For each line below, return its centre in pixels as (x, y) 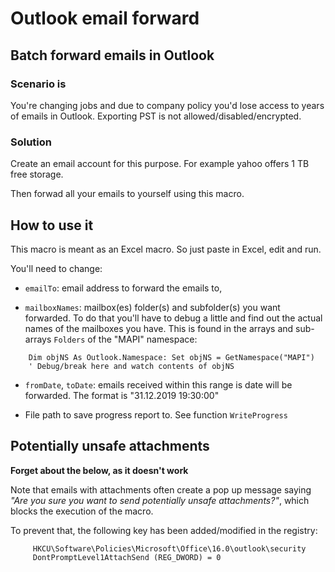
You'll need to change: (56, 268)
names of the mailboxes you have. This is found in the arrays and (159, 328)
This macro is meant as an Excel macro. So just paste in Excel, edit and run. (166, 249)
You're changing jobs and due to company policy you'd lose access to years (167, 105)
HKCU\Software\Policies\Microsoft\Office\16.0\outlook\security (169, 548)
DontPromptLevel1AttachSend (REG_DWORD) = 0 (127, 557)
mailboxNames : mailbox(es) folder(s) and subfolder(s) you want (152, 307)
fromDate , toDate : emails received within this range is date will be (158, 384)
